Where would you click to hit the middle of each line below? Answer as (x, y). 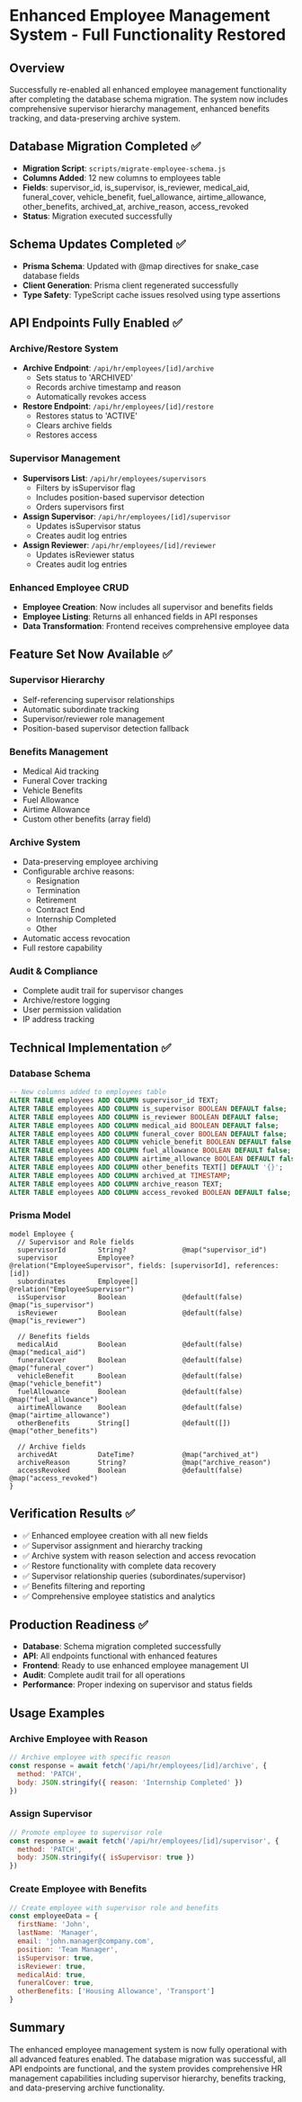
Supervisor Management (65, 458)
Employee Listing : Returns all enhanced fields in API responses (140, 616)
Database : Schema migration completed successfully (122, 1647)
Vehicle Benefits (53, 790)
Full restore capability (62, 948)
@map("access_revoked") (54, 1478)
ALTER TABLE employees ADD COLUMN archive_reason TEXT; (116, 1184)
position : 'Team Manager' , (68, 1949)
